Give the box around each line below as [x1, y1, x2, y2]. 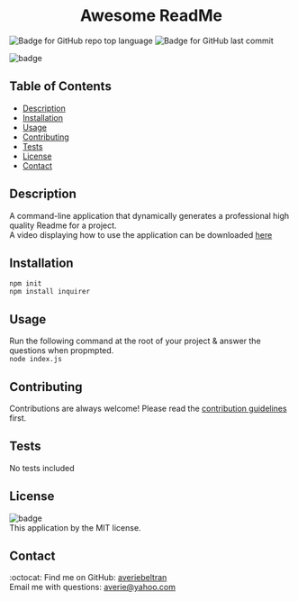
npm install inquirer [9, 287, 91, 296]
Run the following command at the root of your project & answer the [9, 335, 261, 347]
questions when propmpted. [9, 345, 114, 356]
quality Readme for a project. [9, 220, 117, 231]
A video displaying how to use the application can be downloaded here [9, 229, 273, 240]
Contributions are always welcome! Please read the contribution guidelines [9, 403, 287, 414]
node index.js [9, 355, 63, 364]
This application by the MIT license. [9, 522, 141, 533]
